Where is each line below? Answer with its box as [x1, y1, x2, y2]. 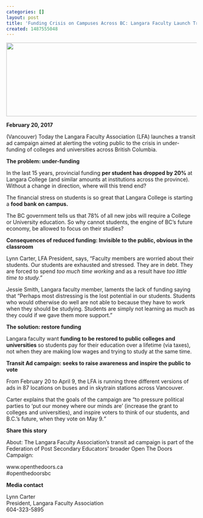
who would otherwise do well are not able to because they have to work [6, 299, 185, 306]
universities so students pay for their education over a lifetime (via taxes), [6, 341, 191, 349]
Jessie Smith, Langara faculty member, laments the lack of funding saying [6, 286, 191, 293]
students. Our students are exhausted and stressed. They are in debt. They [6, 261, 193, 269]
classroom [6, 243, 34, 251]
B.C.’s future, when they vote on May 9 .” [6, 415, 106, 422]
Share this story [6, 427, 47, 434]
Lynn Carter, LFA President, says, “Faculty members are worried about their [6, 255, 195, 262]
